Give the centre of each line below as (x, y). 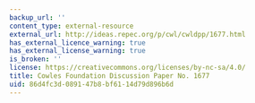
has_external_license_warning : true (77, 51)
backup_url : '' (38, 17)
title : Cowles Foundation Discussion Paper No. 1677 (110, 76)
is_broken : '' (36, 59)
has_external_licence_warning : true (77, 43)
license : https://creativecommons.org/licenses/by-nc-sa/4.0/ (127, 68)
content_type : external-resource (72, 26)
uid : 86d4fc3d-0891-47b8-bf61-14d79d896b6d (92, 84)
